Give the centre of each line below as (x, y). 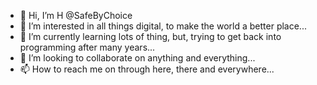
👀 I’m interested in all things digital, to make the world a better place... (163, 26)
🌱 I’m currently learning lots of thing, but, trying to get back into (150, 36)
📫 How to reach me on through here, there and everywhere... (147, 69)
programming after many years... (87, 47)
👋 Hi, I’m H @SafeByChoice (76, 15)
